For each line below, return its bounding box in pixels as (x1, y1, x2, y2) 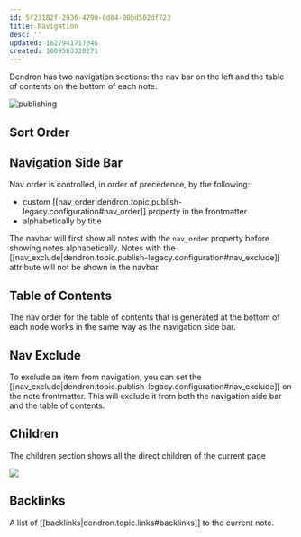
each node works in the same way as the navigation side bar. (9, 322, 236, 332)
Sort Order (9, 124, 70, 140)
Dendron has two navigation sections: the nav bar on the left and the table (9, 71, 285, 82)
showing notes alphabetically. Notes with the (9, 242, 176, 253)
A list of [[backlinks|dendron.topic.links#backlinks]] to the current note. (9, 517, 275, 528)
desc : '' (9, 30, 42, 39)
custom (22, 196, 51, 207)
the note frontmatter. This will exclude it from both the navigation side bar (9, 390, 282, 401)
